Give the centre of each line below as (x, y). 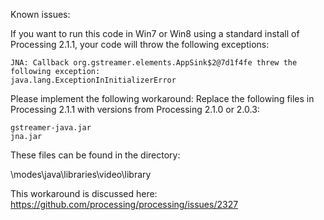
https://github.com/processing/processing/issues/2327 (124, 204)
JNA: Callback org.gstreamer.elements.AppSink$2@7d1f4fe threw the (154, 63)
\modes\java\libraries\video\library (81, 174)
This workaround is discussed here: (84, 193)
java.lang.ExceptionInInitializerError (93, 80)
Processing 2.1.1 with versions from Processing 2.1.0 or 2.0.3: (135, 109)
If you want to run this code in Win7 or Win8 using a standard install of (155, 33)
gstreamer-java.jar (51, 128)
